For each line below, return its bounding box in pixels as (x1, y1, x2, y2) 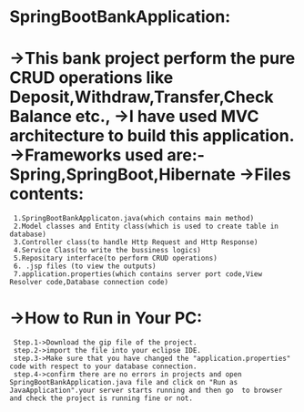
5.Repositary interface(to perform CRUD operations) (13, 253, 218, 263)
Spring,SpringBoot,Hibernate (9, 164, 237, 185)
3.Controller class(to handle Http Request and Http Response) (13, 238, 258, 247)
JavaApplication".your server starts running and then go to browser (9, 386, 283, 396)
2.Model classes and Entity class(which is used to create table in (13, 221, 279, 232)
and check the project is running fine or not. (9, 394, 194, 403)
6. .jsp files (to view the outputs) (13, 262, 157, 271)
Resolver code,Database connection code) (9, 278, 169, 287)
